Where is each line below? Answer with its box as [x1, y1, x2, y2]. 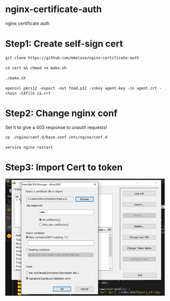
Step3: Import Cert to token [5, 162, 123, 173]
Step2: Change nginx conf [5, 108, 118, 119]
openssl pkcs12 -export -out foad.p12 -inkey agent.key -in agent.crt [5, 85, 157, 91]
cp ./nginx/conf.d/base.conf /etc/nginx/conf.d [5, 135, 108, 140]
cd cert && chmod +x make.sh [5, 65, 67, 70]
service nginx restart [5, 145, 53, 150]
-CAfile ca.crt [18, 91, 51, 96]
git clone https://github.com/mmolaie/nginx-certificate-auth [5, 55, 139, 60]
